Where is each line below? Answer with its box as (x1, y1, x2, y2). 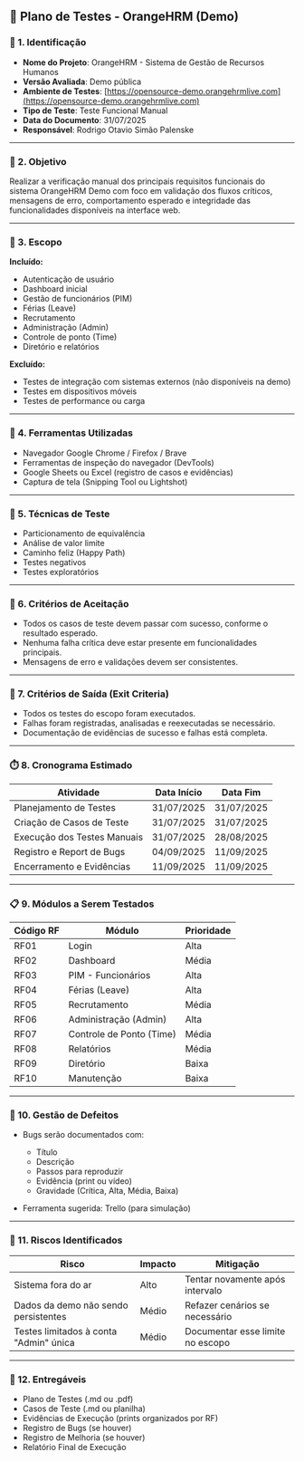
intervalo (185, 1283, 223, 1296)
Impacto (139, 1257, 176, 1270)
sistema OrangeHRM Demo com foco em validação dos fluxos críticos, (9, 185, 273, 196)
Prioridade (185, 925, 232, 937)
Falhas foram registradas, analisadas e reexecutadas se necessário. (22, 717, 276, 729)
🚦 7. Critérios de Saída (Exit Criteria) (9, 687, 169, 700)
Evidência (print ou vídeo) (35, 1176, 133, 1187)
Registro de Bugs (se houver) (22, 1422, 132, 1433)
